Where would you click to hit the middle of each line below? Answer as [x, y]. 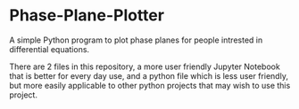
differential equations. [50, 49]
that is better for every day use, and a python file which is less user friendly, [149, 75]
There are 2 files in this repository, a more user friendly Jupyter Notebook [145, 66]
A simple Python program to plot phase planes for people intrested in [136, 40]
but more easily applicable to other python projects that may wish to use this [150, 85]
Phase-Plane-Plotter [87, 16]
